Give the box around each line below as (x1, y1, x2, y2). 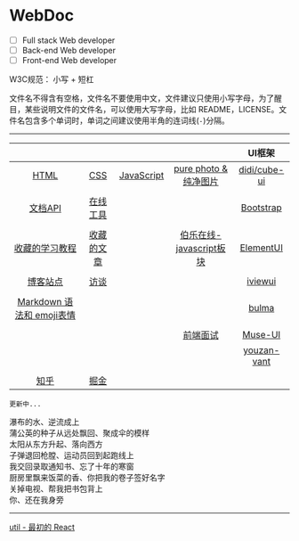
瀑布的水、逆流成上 (9, 416, 80, 428)
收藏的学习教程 (13, 242, 77, 255)
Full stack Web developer (21, 35, 116, 45)
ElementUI (239, 242, 283, 254)
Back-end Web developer (21, 45, 116, 55)
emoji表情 (35, 309, 77, 322)
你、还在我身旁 (9, 495, 64, 505)
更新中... (9, 400, 42, 409)
